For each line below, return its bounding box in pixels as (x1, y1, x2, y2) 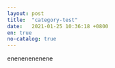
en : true (7, 29, 32, 36)
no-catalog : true (7, 36, 57, 43)
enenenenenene (7, 54, 53, 63)
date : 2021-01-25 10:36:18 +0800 (7, 23, 109, 30)
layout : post (7, 10, 44, 17)
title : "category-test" (7, 16, 78, 23)
